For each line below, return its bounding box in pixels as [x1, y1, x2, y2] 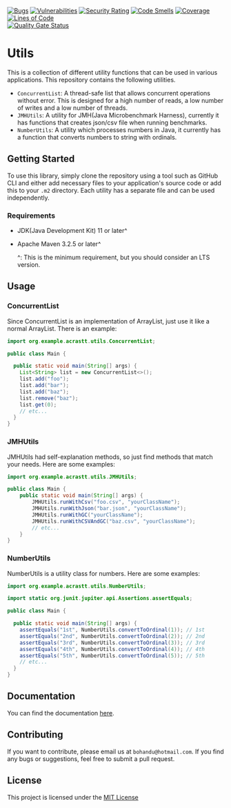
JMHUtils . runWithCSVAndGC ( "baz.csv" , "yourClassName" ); [32, 518, 196, 525]
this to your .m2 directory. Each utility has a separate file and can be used [7, 186, 215, 194]
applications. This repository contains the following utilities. [7, 75, 176, 84]
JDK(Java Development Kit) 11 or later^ [17, 227, 128, 235]
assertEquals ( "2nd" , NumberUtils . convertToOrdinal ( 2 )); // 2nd [19, 632, 205, 639]
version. [17, 261, 41, 269]
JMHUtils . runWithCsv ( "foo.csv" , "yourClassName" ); [32, 498, 181, 506]
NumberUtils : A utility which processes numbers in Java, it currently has [17, 125, 221, 134]
